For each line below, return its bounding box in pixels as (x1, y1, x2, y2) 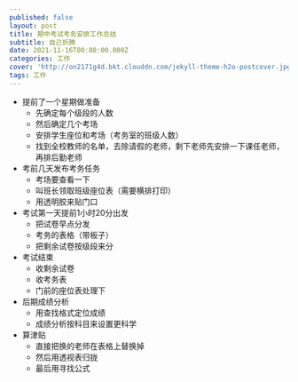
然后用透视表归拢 (35, 352, 98, 362)
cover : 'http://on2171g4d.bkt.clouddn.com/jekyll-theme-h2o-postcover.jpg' (9, 63, 295, 72)
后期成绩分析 (21, 296, 69, 306)
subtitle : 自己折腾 (9, 37, 76, 47)
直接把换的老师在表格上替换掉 (35, 340, 145, 351)
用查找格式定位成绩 (35, 307, 106, 318)
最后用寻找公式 (35, 362, 90, 373)
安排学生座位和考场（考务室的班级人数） (35, 130, 184, 140)
